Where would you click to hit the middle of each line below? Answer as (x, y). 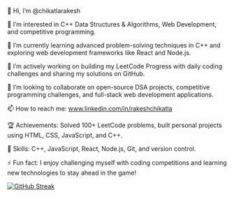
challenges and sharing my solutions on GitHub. (76, 74)
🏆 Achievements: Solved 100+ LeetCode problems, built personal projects (115, 125)
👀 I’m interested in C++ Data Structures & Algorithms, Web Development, (112, 24)
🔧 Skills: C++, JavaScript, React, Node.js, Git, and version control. (102, 149)
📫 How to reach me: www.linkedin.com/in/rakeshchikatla (90, 109)
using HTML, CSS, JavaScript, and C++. (65, 135)
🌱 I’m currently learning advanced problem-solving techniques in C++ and (114, 45)
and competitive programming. (52, 32)
